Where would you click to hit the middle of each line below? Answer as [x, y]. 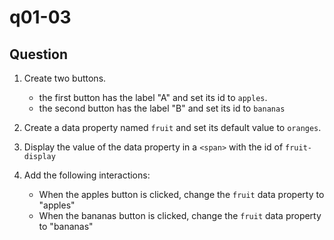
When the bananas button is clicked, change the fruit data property [180, 215]
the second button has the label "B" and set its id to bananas [162, 108]
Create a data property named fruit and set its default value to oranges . [172, 127]
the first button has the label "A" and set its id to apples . [153, 97]
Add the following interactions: [87, 175]
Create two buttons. [65, 78]
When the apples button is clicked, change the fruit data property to [181, 194]
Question [38, 54]
